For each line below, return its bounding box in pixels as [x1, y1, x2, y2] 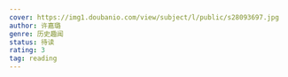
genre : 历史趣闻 [9, 29, 64, 38]
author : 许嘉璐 [9, 21, 61, 30]
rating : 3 [9, 46, 46, 55]
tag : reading [9, 54, 58, 63]
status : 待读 [9, 37, 55, 47]
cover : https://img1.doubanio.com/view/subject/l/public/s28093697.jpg [9, 12, 279, 22]
